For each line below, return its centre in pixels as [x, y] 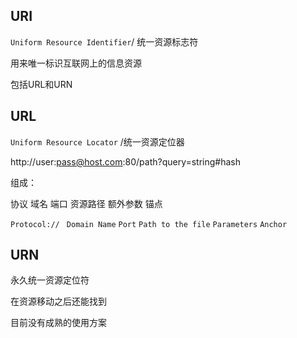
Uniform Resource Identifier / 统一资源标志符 [104, 41]
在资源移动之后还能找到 [58, 301]
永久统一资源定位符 [50, 280]
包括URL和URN [41, 84]
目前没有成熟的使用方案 [58, 323]
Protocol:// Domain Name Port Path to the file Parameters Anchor [149, 224]
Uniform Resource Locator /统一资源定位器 [97, 141]
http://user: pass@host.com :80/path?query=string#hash [126, 161]
